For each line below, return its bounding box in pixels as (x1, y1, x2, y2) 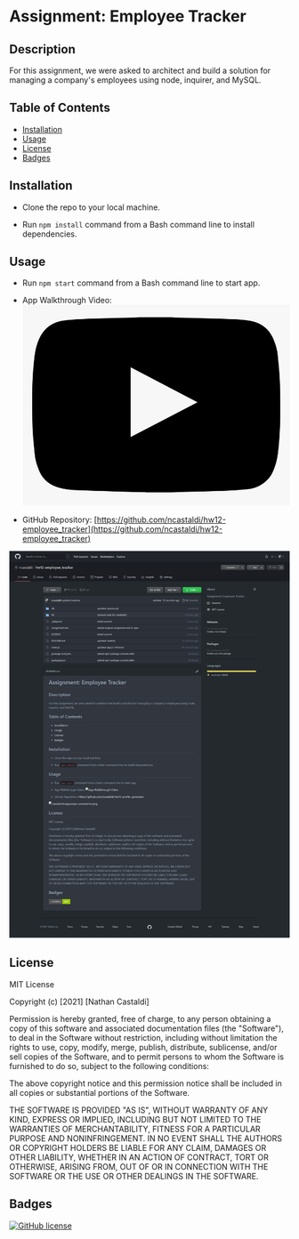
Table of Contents (9, 101, 111, 116)
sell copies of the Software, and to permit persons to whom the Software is (9, 1051, 285, 1062)
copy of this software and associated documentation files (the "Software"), (9, 1023, 285, 1034)
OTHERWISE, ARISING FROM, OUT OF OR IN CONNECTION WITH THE (9, 1161, 269, 1171)
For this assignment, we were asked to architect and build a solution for (9, 65, 271, 76)
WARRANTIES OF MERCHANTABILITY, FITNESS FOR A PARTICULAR (9, 1123, 261, 1134)
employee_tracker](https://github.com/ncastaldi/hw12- (21, 523, 223, 535)
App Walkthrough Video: (21, 295, 113, 306)
